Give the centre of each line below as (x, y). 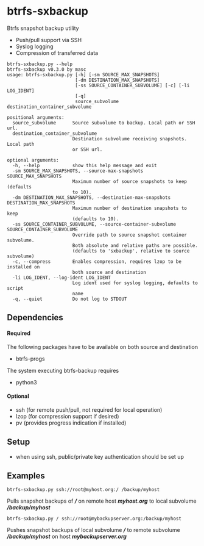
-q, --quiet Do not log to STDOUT (70, 299)
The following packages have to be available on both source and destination (103, 347)
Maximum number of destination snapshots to (130, 208)
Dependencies (35, 318)
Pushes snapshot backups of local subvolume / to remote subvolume (93, 530)
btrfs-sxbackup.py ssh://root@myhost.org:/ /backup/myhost (83, 490)
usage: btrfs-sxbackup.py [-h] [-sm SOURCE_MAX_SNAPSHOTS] (83, 74)
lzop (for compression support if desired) (67, 416)
